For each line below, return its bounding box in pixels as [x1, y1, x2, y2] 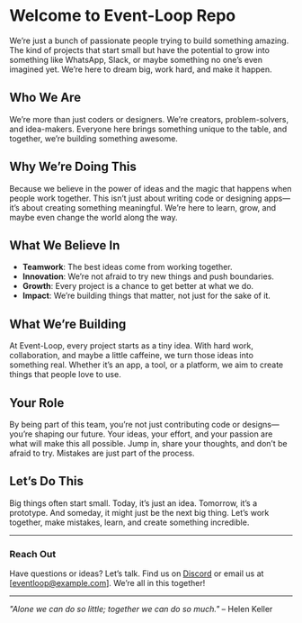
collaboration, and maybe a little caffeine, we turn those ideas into [9, 350, 254, 361]
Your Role [9, 395, 65, 411]
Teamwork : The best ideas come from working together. [22, 262, 233, 273]
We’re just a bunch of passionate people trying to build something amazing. [9, 35, 289, 46]
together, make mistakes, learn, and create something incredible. [9, 517, 250, 528]
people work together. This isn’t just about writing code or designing [9, 193, 262, 203]
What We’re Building [9, 316, 127, 331]
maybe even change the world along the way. [9, 212, 178, 222]
